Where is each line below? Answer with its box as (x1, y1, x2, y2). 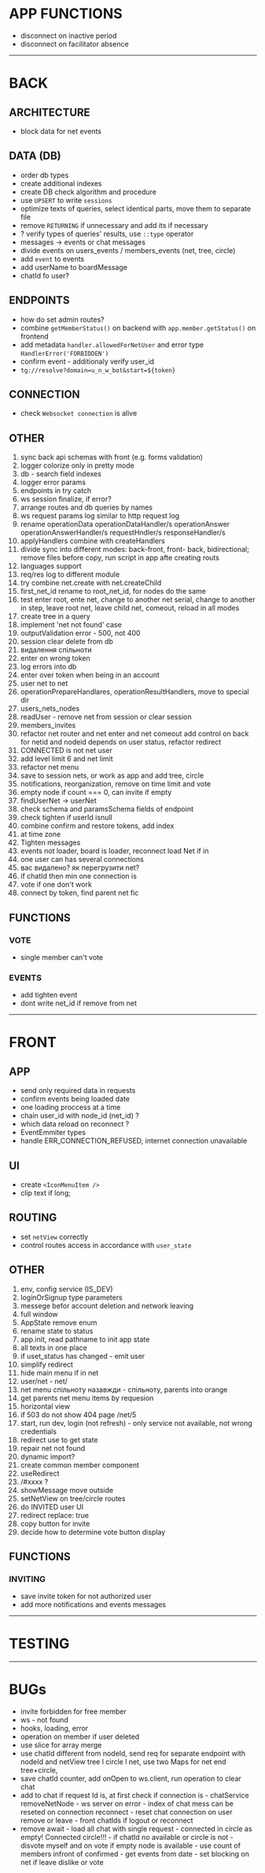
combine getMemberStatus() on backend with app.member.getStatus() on (20, 323, 256, 332)
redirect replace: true (20, 1510, 90, 1520)
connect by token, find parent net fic (20, 888, 139, 897)
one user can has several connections (20, 855, 144, 864)
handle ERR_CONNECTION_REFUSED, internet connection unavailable (20, 1136, 248, 1146)
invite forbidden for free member (20, 1707, 127, 1716)
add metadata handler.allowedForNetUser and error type (20, 340, 204, 349)
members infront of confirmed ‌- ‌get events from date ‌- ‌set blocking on (20, 1849, 250, 1859)
